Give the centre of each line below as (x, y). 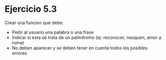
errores (19, 53)
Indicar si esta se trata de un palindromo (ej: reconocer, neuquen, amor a (86, 37)
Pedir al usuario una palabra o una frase (53, 32)
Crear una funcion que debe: (34, 23)
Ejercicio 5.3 (31, 9)
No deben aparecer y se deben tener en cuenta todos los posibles (80, 48)
